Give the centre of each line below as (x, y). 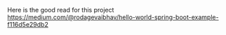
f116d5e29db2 (28, 24)
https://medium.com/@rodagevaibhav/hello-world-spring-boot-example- (113, 17)
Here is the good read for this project (61, 10)
